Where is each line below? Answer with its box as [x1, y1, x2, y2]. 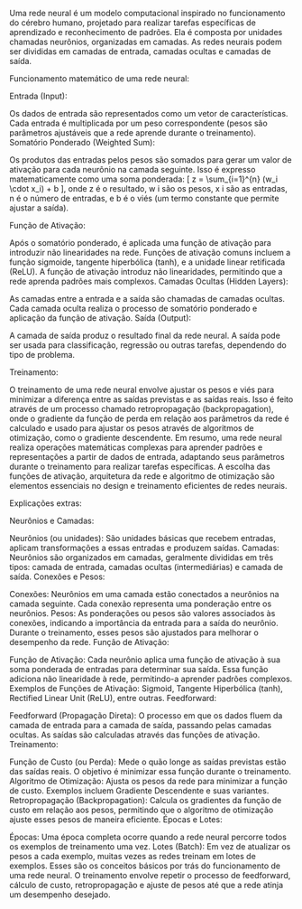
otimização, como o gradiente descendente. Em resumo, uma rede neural [9, 433, 282, 443]
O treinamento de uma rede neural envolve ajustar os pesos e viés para [9, 384, 275, 395]
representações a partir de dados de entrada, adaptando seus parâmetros [9, 452, 286, 462]
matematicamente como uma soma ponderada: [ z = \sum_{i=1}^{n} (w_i [9, 173, 278, 184]
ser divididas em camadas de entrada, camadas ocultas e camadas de [9, 46, 271, 57]
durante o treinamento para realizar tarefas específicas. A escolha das [9, 461, 270, 472]
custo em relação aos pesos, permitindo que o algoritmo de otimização [9, 804, 274, 815]
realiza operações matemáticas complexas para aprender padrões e [9, 442, 263, 453]
